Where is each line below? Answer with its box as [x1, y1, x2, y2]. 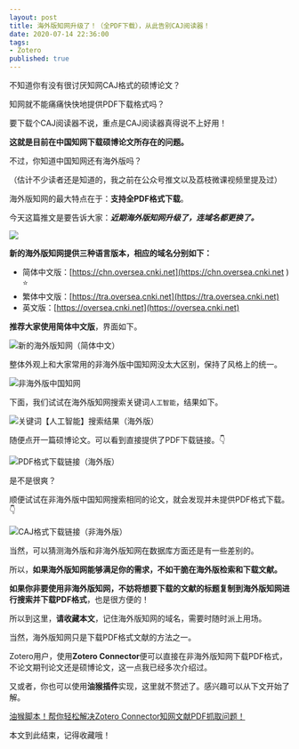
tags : [9, 37, 29, 47]
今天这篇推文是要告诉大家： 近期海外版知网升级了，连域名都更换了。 [9, 213, 259, 222]
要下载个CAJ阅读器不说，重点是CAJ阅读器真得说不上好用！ [9, 117, 228, 128]
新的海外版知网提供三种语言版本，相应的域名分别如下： [9, 248, 212, 258]
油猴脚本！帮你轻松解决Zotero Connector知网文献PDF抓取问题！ [9, 711, 246, 721]
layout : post [9, 12, 58, 22]
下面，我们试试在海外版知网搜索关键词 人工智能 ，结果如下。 [9, 397, 223, 407]
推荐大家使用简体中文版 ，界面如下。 [9, 321, 142, 332]
